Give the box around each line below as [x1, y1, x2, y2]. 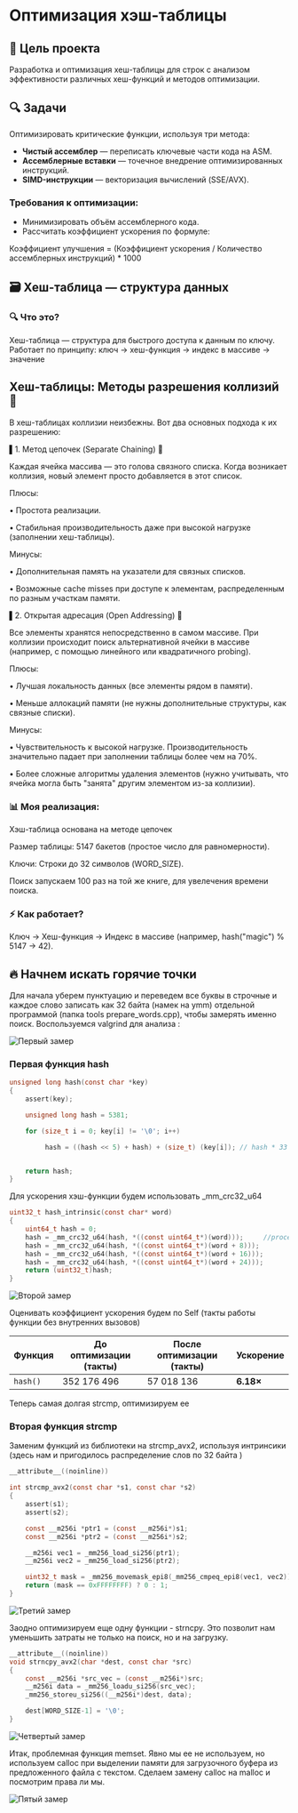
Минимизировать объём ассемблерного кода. [21, 217, 200, 228]
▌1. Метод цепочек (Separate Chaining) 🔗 [9, 444, 164, 454]
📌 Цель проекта [9, 41, 100, 56]
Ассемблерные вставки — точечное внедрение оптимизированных [21, 155, 283, 165]
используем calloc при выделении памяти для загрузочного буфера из [9, 1757, 278, 1768]
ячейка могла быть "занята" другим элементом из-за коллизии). [9, 777, 255, 788]
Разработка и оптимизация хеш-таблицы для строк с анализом [9, 64, 251, 75]
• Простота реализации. [9, 504, 101, 516]
